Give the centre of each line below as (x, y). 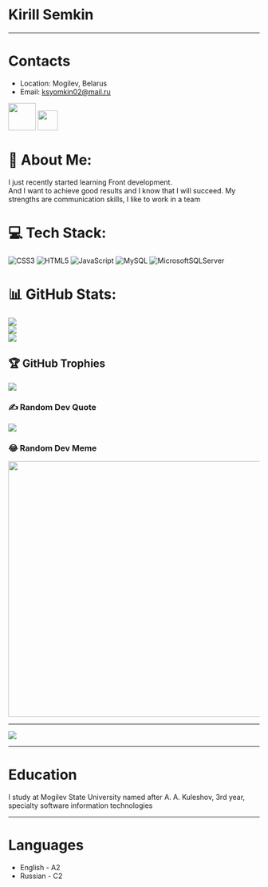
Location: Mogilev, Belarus (63, 83)
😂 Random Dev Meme (53, 447)
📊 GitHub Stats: (63, 294)
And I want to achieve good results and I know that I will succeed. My (122, 190)
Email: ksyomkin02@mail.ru (65, 91)
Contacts (39, 61)
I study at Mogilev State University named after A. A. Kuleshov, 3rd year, (127, 798)
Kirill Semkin (51, 15)
